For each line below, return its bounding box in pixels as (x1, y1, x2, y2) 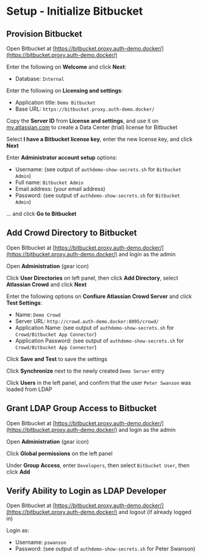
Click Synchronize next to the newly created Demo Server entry (6, 367, 164, 374)
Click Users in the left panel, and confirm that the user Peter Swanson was (6, 379, 191, 386)
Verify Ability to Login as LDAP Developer (6, 486, 167, 496)
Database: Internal (15, 75, 65, 82)
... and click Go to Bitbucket (6, 210, 77, 217)
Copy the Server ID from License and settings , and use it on (6, 117, 159, 124)
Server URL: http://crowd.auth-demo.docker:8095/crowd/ (15, 317, 160, 325)
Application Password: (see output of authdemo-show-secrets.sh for (15, 337, 184, 344)
